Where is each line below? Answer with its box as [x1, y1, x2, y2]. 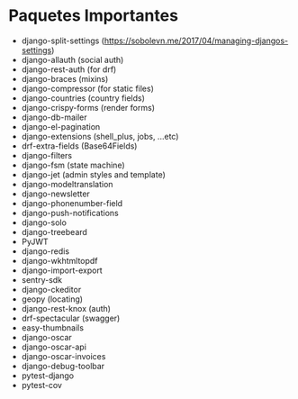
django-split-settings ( [21, 35, 105, 46]
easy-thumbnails [21, 322, 85, 333]
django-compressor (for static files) [21, 83, 155, 94]
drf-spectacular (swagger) [21, 313, 121, 323]
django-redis [21, 245, 69, 257]
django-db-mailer [21, 112, 87, 122]
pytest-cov [21, 379, 62, 390]
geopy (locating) [21, 294, 83, 304]
